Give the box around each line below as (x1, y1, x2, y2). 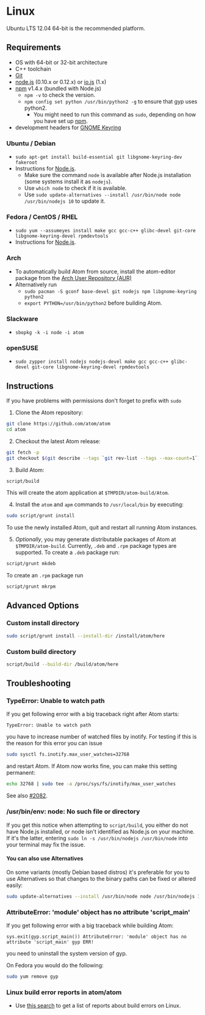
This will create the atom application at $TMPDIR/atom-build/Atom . (6, 489, 170, 496)
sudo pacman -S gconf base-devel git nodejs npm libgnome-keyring (24, 288, 197, 295)
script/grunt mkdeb (6, 561, 56, 567)
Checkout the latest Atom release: (15, 437, 101, 445)
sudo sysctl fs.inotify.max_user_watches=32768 (6, 751, 130, 758)
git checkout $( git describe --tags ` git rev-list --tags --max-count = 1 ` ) (6, 455, 201, 461)
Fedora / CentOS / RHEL (6, 213, 78, 221)
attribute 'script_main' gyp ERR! (6, 939, 95, 945)
